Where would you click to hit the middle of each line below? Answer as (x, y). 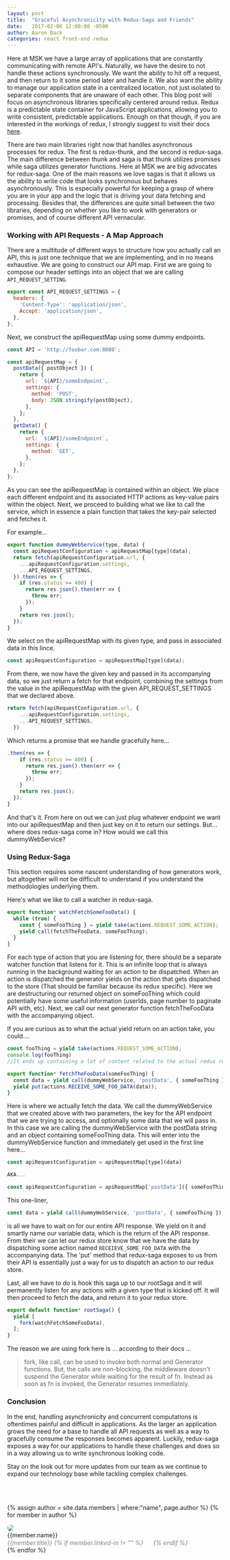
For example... (27, 532)
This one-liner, (27, 1200)
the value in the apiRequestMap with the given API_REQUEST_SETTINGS (110, 688)
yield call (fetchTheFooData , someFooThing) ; (84, 931)
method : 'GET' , (53, 451)
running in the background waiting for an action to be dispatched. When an (113, 972)
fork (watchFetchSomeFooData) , (63, 1323)
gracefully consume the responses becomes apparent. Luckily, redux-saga (113, 1439)
